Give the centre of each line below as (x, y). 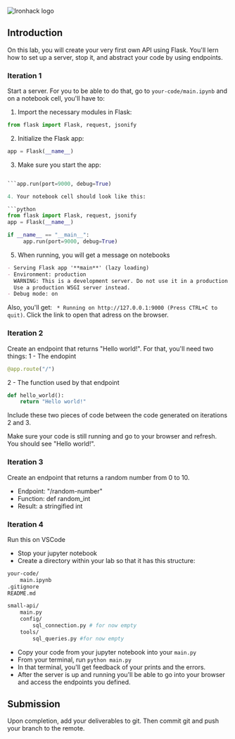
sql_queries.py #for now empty (78, 638)
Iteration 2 (25, 333)
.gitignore (23, 587)
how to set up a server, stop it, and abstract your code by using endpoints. (115, 57)
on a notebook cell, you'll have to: (56, 99)
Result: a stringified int (50, 506)
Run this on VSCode (36, 539)
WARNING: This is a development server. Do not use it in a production (121, 281)
